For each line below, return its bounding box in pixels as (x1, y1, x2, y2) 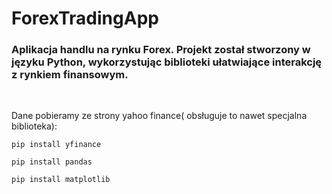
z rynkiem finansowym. (11, 68, 129, 82)
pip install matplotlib (11, 175, 111, 185)
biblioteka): (11, 120, 58, 132)
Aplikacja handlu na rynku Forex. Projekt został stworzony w (11, 43, 311, 57)
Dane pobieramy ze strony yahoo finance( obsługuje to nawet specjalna (11, 110, 308, 122)
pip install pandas (11, 157, 93, 167)
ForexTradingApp (11, 7, 159, 30)
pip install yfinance (11, 140, 102, 150)
